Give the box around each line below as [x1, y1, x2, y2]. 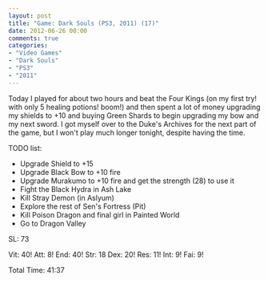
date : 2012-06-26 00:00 [8, 26, 88, 35]
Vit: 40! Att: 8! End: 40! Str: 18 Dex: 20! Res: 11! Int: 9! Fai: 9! [8, 250, 204, 259]
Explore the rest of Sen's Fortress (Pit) [19, 202, 146, 211]
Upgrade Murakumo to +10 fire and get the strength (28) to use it [19, 176, 234, 185]
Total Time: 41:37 [8, 265, 66, 275]
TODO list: [8, 143, 42, 153]
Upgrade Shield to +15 [19, 158, 94, 169]
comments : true [8, 34, 59, 43]
